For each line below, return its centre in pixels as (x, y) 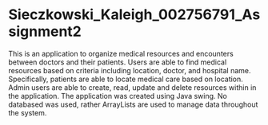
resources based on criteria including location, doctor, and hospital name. (130, 70)
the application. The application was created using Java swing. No (118, 96)
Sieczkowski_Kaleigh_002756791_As (134, 15)
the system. (28, 112)
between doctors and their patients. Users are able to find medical (118, 62)
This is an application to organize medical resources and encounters (121, 53)
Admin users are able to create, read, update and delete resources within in (132, 87)
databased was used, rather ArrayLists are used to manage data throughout (133, 104)
